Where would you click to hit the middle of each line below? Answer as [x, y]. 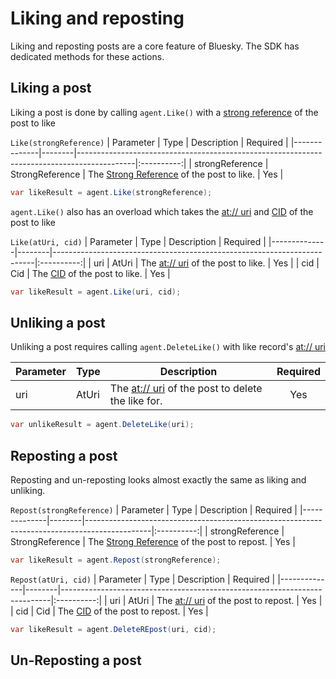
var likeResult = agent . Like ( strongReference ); [111, 192]
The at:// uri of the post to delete [186, 389]
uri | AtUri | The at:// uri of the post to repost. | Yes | [216, 600]
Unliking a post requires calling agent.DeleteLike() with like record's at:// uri [168, 347]
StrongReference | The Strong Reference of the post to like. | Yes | [147, 174]
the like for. [136, 401]
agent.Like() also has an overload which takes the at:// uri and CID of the [162, 211]
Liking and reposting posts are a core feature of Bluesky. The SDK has [155, 46]
